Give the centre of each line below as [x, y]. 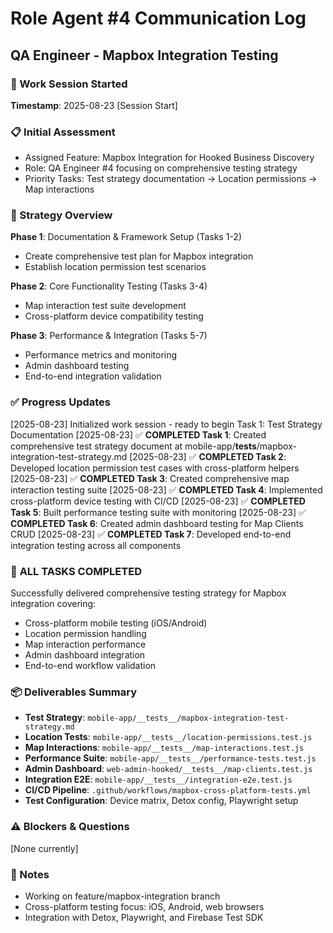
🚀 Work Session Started [69, 84]
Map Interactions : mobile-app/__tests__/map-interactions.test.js [164, 748]
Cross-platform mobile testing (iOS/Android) [116, 623]
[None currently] [44, 848]
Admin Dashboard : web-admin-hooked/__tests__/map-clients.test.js [168, 769]
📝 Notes [30, 874]
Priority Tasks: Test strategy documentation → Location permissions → [171, 179]
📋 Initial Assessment [63, 132]
